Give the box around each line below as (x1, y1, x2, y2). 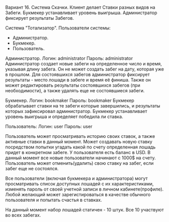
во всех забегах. (5, 212, 41, 218)
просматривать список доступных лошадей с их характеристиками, (5, 181, 154, 187)
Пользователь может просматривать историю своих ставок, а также (5, 133, 155, 139)
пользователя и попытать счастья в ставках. (5, 197, 102, 203)
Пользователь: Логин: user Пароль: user (5, 124, 93, 129)
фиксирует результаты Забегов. (5, 15, 74, 21)
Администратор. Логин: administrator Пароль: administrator (5, 55, 133, 61)
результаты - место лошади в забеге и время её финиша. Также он (5, 77, 151, 83)
